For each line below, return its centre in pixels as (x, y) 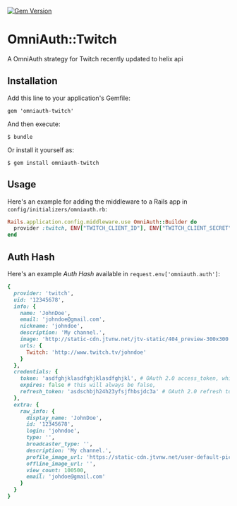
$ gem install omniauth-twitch (53, 163)
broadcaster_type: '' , (59, 444)
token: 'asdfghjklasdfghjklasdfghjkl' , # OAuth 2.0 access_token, (120, 378)
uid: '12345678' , (39, 300)
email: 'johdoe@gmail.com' (66, 477)
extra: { (26, 405)
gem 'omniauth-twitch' (41, 111)
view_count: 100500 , (56, 470)
